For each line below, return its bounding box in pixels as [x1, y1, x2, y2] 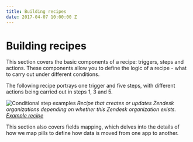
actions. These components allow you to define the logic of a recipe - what [6, 65, 187, 72]
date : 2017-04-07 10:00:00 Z [6, 14, 77, 20]
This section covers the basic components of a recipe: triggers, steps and [6, 58, 184, 65]
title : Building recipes [6, 8, 67, 15]
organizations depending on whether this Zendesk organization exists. [6, 106, 177, 113]
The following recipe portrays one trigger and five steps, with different [6, 82, 175, 89]
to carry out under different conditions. [6, 71, 100, 78]
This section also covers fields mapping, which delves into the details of [6, 123, 180, 130]
